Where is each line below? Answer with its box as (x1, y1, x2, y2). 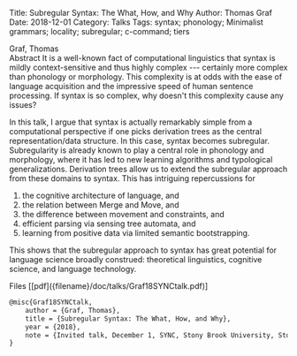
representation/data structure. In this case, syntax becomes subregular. (9, 136, 270, 146)
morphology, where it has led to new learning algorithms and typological (9, 155, 273, 164)
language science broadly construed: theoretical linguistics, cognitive (9, 254, 263, 264)
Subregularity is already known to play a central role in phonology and (9, 145, 264, 155)
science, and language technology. (9, 264, 137, 274)
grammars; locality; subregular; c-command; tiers (9, 27, 190, 36)
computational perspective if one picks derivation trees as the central (9, 126, 263, 136)
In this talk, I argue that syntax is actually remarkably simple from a (9, 117, 253, 127)
